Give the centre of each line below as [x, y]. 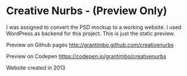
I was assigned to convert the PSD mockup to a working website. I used [94, 27]
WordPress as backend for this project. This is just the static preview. [91, 33]
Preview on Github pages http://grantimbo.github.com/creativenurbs [90, 45]
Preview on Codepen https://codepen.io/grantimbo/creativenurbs [86, 56]
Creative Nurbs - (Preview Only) [87, 11]
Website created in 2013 [36, 67]
